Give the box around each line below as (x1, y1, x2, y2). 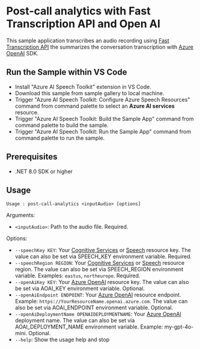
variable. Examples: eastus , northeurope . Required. (14, 272, 141, 279)
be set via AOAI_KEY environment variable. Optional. (14, 285, 145, 292)
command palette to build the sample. (14, 122, 109, 129)
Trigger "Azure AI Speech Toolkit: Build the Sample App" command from (14, 115, 194, 122)
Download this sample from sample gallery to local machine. (14, 89, 165, 97)
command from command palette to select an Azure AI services (14, 102, 175, 110)
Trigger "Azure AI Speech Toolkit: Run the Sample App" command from (14, 128, 191, 135)
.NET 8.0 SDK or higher (14, 167, 73, 175)
